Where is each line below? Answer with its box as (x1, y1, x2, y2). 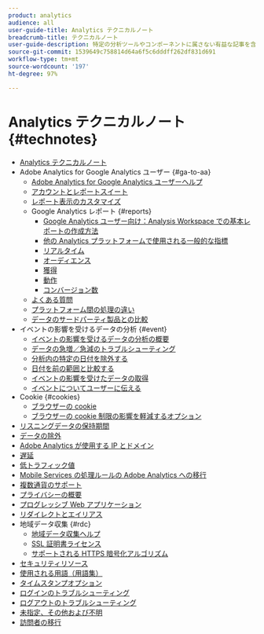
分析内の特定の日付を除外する (31, 354, 128, 363)
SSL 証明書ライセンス (31, 539, 102, 548)
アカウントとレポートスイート (31, 186, 128, 196)
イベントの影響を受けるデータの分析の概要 (31, 334, 170, 343)
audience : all (8, 19, 55, 27)
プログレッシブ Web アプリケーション (19, 500, 142, 509)
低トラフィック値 (19, 460, 75, 470)
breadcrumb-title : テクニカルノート (8, 33, 119, 42)
